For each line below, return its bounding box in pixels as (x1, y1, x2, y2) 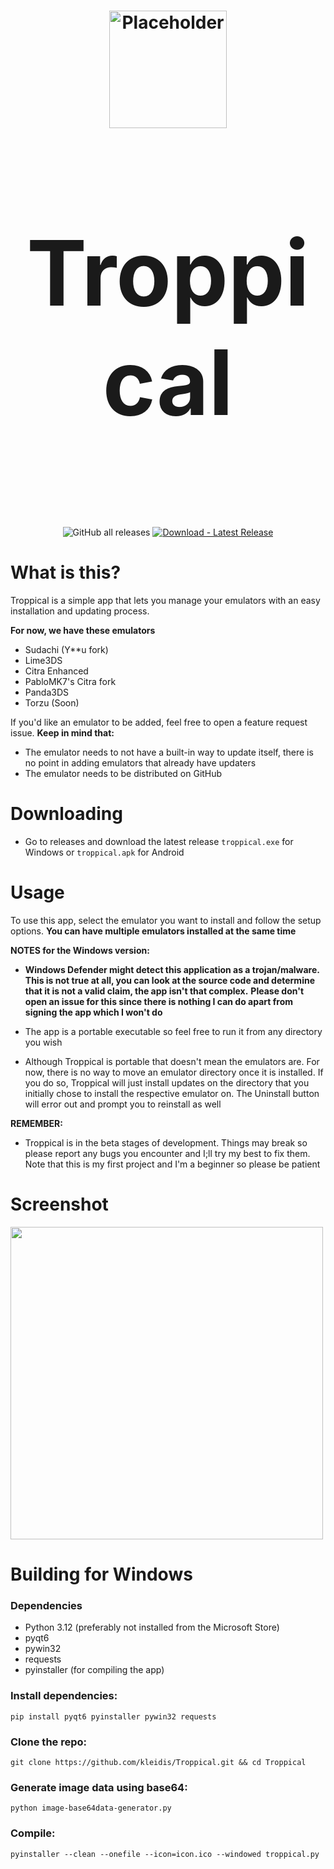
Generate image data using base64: (10, 1780, 188, 1794)
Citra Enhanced (24, 665, 89, 677)
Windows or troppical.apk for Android (24, 846, 185, 859)
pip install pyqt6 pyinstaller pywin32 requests (10, 1711, 217, 1722)
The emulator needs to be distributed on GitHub (24, 768, 223, 780)
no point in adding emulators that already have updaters (24, 757, 257, 769)
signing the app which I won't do (24, 1006, 163, 1018)
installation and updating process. (10, 605, 150, 617)
